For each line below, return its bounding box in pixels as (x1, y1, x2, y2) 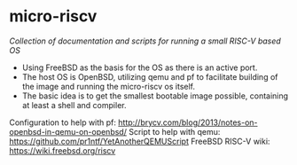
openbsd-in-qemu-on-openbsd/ (9, 126, 127, 137)
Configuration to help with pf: (9, 117, 117, 128)
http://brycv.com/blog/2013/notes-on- (118, 117, 258, 128)
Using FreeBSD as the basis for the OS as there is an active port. (21, 62, 258, 73)
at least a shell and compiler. (21, 99, 127, 110)
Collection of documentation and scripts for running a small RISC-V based (9, 35, 281, 46)
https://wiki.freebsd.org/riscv (9, 145, 116, 156)
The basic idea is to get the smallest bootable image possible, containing (21, 90, 289, 101)
